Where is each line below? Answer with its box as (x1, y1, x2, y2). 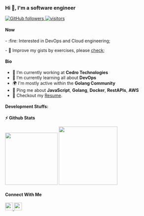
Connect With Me (5, 191, 42, 197)
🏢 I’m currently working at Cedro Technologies (12, 69, 108, 75)
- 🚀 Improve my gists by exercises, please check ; (5, 47, 105, 53)
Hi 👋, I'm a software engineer (5, 4, 76, 11)
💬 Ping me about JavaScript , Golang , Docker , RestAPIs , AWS (12, 87, 139, 93)
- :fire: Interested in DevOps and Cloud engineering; (5, 38, 110, 44)
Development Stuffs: (5, 104, 48, 109)
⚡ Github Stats (5, 115, 36, 121)
